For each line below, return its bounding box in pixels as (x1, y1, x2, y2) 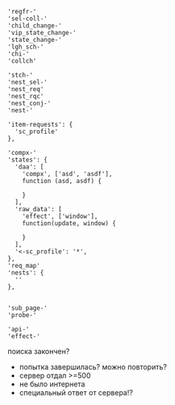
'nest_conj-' (7, 99, 52, 107)
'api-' (7, 325, 30, 333)
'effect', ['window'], (22, 212, 98, 220)
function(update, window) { (22, 219, 116, 228)
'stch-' (7, 71, 34, 79)
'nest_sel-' (7, 78, 48, 86)
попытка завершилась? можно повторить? (19, 362, 167, 371)
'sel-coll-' (7, 15, 48, 23)
